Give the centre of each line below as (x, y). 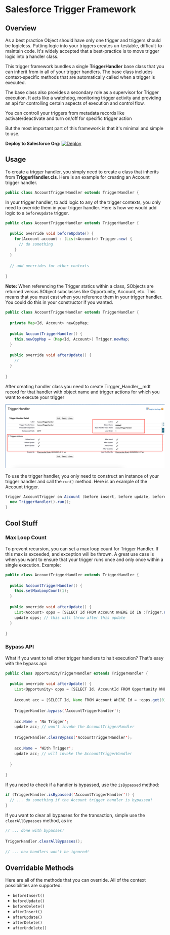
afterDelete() (27, 923)
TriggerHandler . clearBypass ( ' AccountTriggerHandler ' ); (73, 738)
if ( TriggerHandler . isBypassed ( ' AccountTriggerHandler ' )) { (70, 795)
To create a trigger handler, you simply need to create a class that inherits (82, 172)
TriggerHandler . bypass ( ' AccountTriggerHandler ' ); (68, 711)
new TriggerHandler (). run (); (40, 502)
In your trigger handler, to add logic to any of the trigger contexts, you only (83, 202)
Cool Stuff (22, 523)
